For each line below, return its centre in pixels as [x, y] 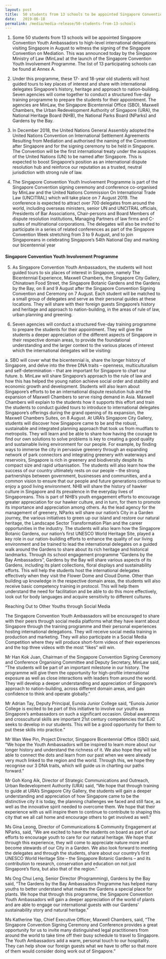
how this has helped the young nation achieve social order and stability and [82, 381]
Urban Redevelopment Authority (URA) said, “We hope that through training [82, 786]
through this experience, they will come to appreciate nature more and [77, 843]
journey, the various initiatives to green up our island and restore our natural [82, 518]
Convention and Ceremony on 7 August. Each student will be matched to [86, 294]
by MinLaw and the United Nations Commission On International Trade [84, 192]
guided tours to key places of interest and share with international [79, 84]
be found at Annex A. [34, 69]
